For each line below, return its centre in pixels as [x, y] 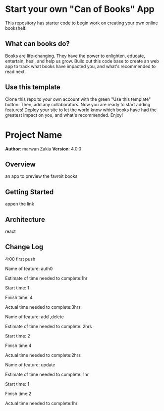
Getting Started [29, 192]
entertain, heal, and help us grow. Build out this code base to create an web [82, 61]
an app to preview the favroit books [41, 176]
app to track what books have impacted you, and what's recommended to [81, 66]
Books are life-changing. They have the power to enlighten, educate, [75, 56]
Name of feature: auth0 [29, 269]
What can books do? [38, 44]
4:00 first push [20, 259]
